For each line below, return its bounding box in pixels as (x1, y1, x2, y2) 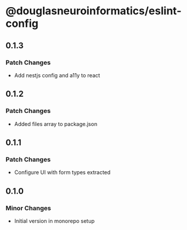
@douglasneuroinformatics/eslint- (5, 4, 182, 18)
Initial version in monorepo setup (14, 217, 95, 224)
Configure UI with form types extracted (14, 169, 111, 176)
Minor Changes (5, 204, 51, 212)
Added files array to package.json (14, 120, 98, 127)
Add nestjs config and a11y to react (14, 71, 101, 78)
